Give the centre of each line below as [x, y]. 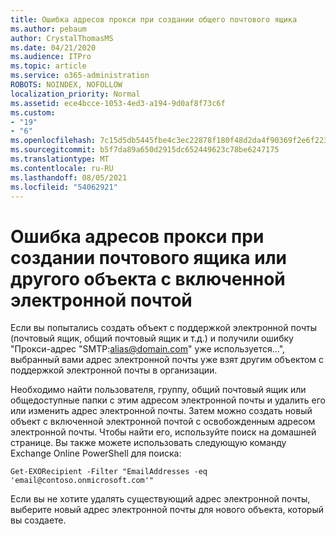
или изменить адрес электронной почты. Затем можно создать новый [161, 411]
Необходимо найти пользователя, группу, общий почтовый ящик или [158, 390]
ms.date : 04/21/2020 [53, 47]
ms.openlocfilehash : [53, 141]
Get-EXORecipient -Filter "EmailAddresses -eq [109, 472]
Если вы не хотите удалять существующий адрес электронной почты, [160, 499]
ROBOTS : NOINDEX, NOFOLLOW [66, 85]
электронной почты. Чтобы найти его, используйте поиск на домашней [163, 432]
